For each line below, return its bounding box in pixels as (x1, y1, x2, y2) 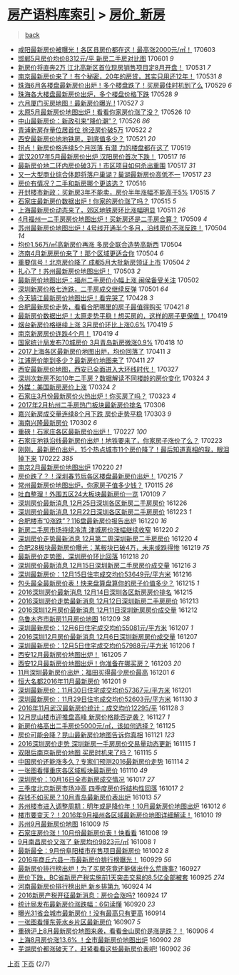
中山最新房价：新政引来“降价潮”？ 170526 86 (17, 116, 151, 125)
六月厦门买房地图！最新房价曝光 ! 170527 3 (17, 98, 144, 107)
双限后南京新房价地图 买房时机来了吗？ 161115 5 (17, 748, 158, 757)
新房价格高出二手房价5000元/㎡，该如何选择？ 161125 (17, 721, 176, 730)
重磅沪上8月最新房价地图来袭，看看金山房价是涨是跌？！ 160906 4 (17, 926, 214, 935)
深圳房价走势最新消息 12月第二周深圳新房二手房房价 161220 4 (17, 534, 198, 543)
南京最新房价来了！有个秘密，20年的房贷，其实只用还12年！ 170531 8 (17, 72, 223, 81)
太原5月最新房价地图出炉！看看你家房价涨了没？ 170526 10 (17, 108, 191, 116)
